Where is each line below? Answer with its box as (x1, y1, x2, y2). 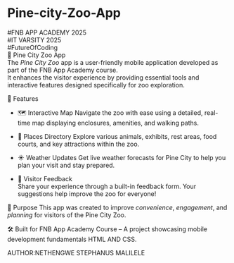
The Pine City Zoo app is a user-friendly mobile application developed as (7, 58, 219, 66)
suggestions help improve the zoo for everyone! (17, 189, 157, 198)
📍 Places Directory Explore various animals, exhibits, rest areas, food (17, 132, 217, 140)
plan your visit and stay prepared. (17, 161, 115, 169)
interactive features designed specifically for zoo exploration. (7, 80, 185, 89)
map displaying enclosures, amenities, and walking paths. (32, 118, 199, 127)
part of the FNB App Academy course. (7, 66, 118, 74)
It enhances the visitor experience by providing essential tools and (7, 73, 200, 82)
